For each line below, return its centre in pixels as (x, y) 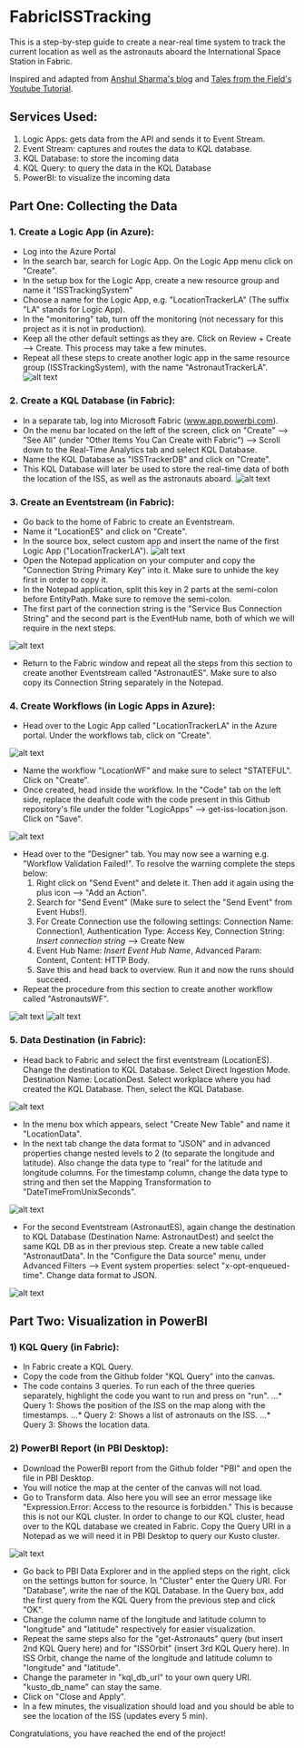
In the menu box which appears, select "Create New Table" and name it (156, 1124)
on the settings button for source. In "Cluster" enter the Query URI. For (155, 1580)
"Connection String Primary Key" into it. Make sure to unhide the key (151, 571)
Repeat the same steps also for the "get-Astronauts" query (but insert (152, 1638)
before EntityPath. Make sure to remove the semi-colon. (127, 599)
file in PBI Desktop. (58, 1477)
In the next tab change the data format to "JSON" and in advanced (146, 1143)
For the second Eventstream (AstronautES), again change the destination (159, 1227)
